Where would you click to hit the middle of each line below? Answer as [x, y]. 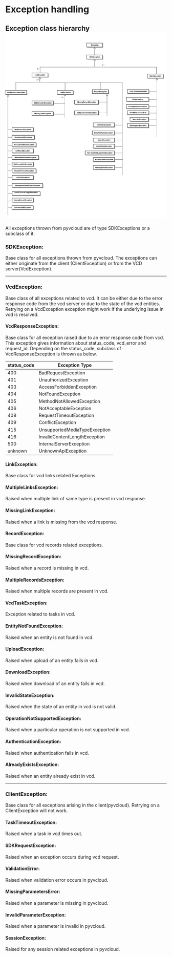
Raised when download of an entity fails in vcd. [55, 684]
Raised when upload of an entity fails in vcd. [52, 660]
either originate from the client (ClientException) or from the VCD [74, 263]
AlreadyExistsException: [32, 764]
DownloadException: [28, 672]
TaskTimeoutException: [31, 822]
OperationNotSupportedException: [44, 718]
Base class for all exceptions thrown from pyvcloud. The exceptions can [81, 258]
